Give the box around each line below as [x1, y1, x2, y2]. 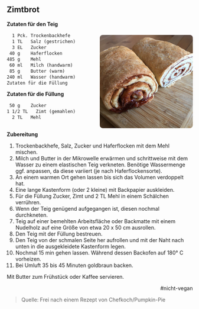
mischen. [15, 148, 38, 156]
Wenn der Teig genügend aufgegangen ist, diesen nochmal [15, 205, 160, 212]
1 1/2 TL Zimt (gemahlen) [6, 108, 76, 114]
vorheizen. [15, 255, 42, 262]
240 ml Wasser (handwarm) [6, 74, 76, 80]
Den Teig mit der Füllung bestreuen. [15, 230, 103, 237]
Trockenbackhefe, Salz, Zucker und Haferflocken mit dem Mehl [15, 142, 170, 149]
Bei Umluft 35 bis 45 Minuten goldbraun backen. [15, 262, 133, 269]
